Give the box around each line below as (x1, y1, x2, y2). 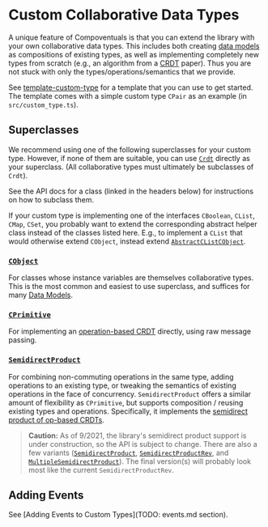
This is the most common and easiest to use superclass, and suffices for (8, 282, 250, 291)
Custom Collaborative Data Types (8, 6, 240, 24)
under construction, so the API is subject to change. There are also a (28, 439, 257, 448)
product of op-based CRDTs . (8, 414, 105, 424)
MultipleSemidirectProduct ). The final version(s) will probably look (28, 456, 252, 466)
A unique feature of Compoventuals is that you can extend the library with (8, 32, 255, 42)
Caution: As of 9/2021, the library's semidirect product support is (28, 431, 247, 440)
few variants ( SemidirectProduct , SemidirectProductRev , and (28, 448, 229, 457)
